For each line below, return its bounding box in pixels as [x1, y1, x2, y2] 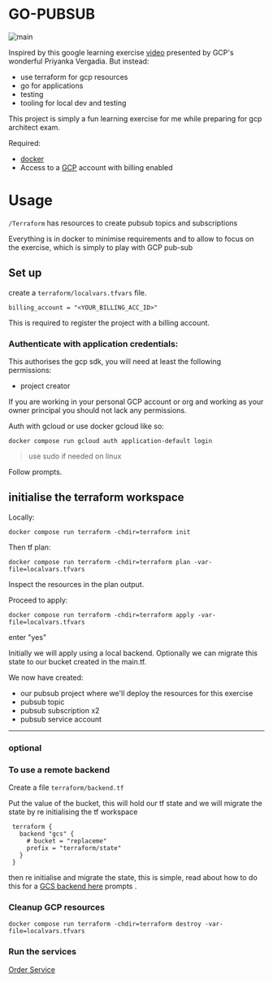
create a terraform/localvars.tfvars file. [8, 287, 147, 297]
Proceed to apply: [8, 595, 68, 605]
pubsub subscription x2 [19, 705, 100, 715]
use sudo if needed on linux [28, 451, 122, 461]
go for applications [19, 81, 84, 90]
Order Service [8, 964, 55, 974]
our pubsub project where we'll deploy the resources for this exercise [19, 688, 253, 698]
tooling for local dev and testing [19, 98, 127, 107]
